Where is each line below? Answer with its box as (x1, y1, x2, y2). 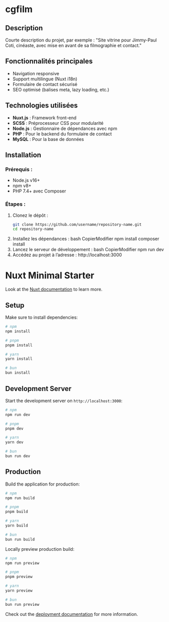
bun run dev (5, 454, 30, 459)
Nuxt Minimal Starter (5, 269, 95, 281)
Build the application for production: (5, 481, 80, 487)
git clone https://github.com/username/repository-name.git (12, 222, 142, 227)
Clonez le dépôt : (12, 212, 48, 218)
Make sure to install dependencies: (5, 314, 78, 320)
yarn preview (5, 588, 33, 593)
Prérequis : (5, 166, 33, 173)
